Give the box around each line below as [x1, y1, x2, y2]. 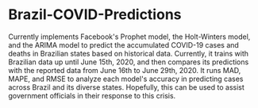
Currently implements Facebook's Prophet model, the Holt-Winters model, [8, 32, 251, 41]
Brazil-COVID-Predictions [8, 6, 182, 24]
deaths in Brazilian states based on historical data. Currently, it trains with [8, 48, 248, 58]
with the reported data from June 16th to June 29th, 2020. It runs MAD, [8, 65, 241, 75]
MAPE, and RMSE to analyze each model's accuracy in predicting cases [8, 74, 244, 83]
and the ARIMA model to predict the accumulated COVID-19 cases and [8, 40, 240, 49]
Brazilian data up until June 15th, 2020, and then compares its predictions [8, 57, 249, 67]
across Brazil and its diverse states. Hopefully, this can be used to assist [8, 82, 245, 92]
